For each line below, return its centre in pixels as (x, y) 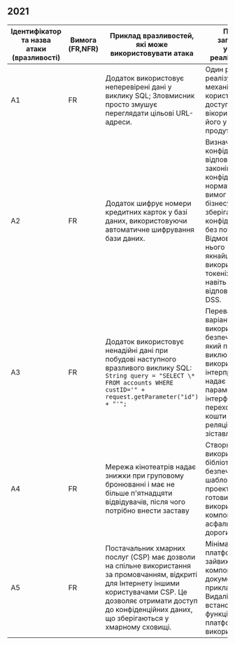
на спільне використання (148, 565)
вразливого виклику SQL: (149, 368)
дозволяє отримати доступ (151, 600)
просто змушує (131, 104)
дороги (218, 532)
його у (216, 122)
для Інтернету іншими (142, 583)
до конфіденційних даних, (149, 609)
